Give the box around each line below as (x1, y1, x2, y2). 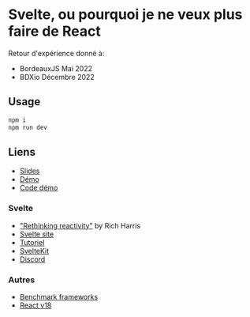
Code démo (19, 183, 58, 193)
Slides (19, 166, 40, 175)
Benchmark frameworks (19, 292, 99, 301)
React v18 (19, 300, 52, 310)
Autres (8, 274, 35, 285)
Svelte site (19, 229, 54, 239)
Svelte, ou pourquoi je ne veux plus (8, 6, 243, 24)
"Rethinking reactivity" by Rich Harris (19, 221, 140, 230)
